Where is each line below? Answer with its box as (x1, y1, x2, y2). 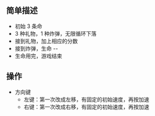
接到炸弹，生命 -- (14, 45, 58, 52)
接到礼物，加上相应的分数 (14, 37, 78, 45)
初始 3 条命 (14, 23, 43, 30)
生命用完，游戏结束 (14, 52, 63, 59)
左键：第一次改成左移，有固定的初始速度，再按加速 (23, 96, 150, 103)
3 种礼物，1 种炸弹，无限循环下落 (14, 30, 97, 37)
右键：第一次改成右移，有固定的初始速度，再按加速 (23, 103, 150, 110)
